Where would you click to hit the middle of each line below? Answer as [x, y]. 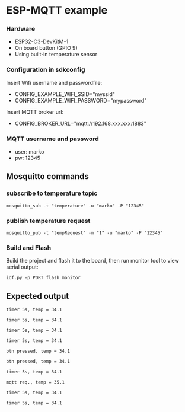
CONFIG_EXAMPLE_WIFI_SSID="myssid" [65, 94]
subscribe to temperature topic [52, 193]
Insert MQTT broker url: [35, 112]
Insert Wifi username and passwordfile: [54, 82]
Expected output [38, 296]
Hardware [21, 29]
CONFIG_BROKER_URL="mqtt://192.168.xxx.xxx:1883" [80, 123]
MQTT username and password [52, 139]
